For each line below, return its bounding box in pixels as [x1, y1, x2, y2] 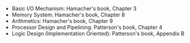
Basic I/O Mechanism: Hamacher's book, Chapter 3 [11, 5, 137, 12]
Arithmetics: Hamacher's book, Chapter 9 [11, 18, 113, 24]
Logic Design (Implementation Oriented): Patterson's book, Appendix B [11, 30, 185, 37]
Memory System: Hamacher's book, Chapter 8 [11, 11, 125, 18]
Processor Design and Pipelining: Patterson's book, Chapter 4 [11, 24, 163, 31]
